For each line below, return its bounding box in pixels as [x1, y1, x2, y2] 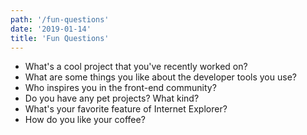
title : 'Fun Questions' [10, 33, 110, 43]
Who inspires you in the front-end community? [24, 82, 217, 94]
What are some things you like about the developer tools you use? [24, 71, 297, 83]
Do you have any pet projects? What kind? [24, 92, 200, 105]
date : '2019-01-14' [10, 24, 92, 34]
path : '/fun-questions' [10, 14, 110, 25]
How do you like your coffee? [24, 114, 146, 126]
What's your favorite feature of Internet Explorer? [24, 103, 228, 115]
